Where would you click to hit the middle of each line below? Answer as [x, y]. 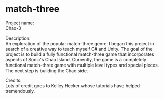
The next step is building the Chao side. [47, 70]
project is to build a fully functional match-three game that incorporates [80, 54]
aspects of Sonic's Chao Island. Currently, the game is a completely [76, 59]
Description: [18, 38]
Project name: [20, 23]
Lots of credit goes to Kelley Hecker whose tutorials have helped [73, 86]
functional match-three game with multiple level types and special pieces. [82, 65]
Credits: [13, 80]
